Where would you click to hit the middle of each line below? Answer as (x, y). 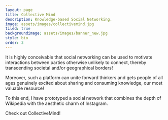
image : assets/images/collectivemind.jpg (50, 24)
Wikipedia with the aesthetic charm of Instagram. (57, 103)
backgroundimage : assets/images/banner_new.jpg (57, 33)
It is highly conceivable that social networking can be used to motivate (79, 57)
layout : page (19, 10)
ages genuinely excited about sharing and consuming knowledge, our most (84, 83)
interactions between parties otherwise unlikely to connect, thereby (76, 62)
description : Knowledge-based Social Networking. (59, 19)
